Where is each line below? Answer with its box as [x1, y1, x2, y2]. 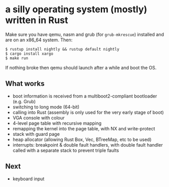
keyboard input [12, 175, 45, 182]
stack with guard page [12, 131, 60, 137]
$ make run [5, 55, 29, 61]
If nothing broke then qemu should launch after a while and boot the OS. [5, 64, 157, 71]
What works [5, 79, 45, 88]
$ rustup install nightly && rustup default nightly [5, 46, 120, 52]
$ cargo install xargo [5, 51, 53, 56]
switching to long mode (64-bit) [12, 104, 80, 110]
